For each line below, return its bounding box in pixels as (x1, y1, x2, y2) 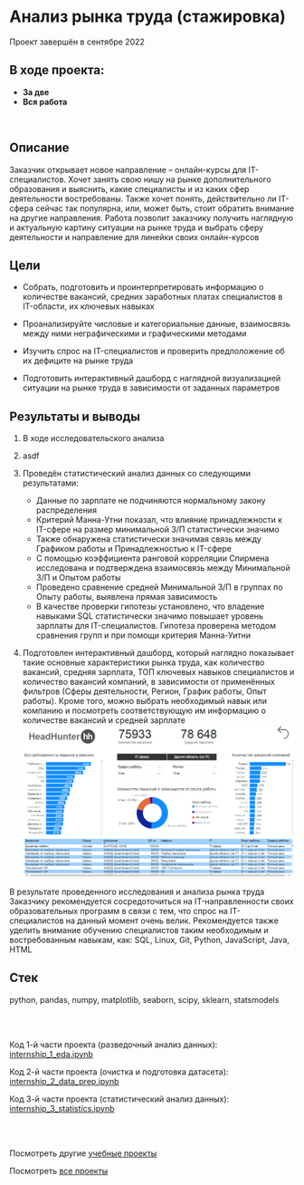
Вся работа (22, 96, 68, 107)
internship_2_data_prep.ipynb (9, 1075, 119, 1086)
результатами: (22, 477, 79, 488)
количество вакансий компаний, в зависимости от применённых (22, 677, 276, 688)
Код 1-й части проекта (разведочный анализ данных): (9, 1039, 218, 1050)
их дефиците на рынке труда (22, 355, 134, 366)
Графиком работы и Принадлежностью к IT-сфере (35, 544, 233, 554)
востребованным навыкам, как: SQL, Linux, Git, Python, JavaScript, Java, (9, 934, 290, 945)
